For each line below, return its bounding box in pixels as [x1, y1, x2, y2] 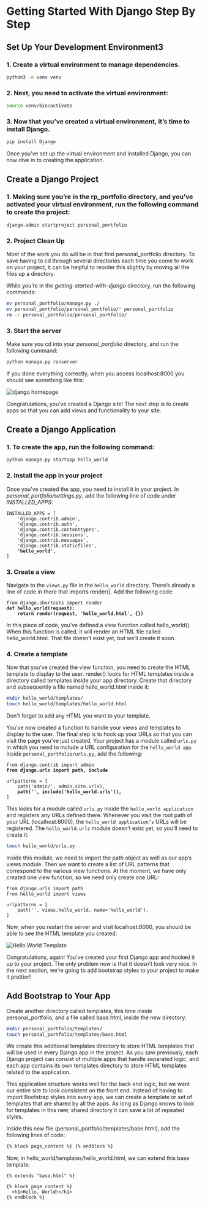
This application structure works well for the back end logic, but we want [6, 1080, 190, 1088]
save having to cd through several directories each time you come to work [6, 257, 194, 264]
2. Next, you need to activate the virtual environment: [6, 88, 168, 97]
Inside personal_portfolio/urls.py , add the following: [6, 750, 143, 757]
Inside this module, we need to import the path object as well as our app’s [6, 854, 192, 861]
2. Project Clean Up [6, 237, 65, 245]
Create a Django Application [6, 425, 116, 435]
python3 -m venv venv [6, 74, 62, 80]
